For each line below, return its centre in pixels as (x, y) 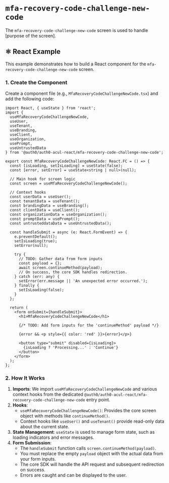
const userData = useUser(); (40, 197)
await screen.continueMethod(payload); (60, 268)
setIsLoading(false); (41, 290)
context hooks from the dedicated (48, 394)
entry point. (98, 400)
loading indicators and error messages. (53, 437)
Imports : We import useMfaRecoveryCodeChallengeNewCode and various (85, 389)
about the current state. (45, 427)
